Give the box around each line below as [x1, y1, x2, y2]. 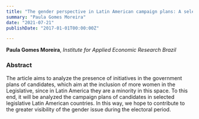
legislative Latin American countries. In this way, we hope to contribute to [6, 100, 185, 107]
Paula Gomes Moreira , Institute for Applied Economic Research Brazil [6, 47, 176, 54]
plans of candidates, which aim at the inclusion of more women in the [6, 81, 176, 88]
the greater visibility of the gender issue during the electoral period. [6, 105, 171, 113]
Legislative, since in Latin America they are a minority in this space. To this [6, 87, 188, 94]
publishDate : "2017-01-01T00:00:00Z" [6, 25, 99, 31]
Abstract [6, 61, 33, 70]
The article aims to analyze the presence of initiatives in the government [6, 74, 182, 81]
